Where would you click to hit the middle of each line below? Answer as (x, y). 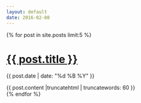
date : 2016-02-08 (28, 18)
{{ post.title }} (42, 59)
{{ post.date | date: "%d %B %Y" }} (51, 76)
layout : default (27, 12)
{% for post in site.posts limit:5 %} (49, 35)
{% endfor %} (24, 94)
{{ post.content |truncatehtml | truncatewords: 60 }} (71, 88)
